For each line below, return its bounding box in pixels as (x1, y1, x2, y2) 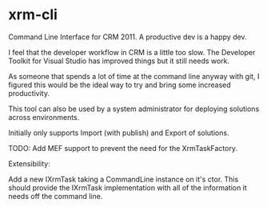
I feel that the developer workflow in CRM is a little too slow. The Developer (8, 47, 256, 57)
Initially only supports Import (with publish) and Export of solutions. (8, 128, 229, 137)
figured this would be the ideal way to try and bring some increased (8, 80, 232, 90)
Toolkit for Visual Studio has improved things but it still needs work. (8, 56, 230, 66)
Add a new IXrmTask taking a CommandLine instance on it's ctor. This (8, 174, 239, 184)
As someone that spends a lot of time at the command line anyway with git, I (8, 71, 260, 81)
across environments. (8, 112, 80, 121)
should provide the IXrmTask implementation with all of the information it (8, 182, 248, 193)
